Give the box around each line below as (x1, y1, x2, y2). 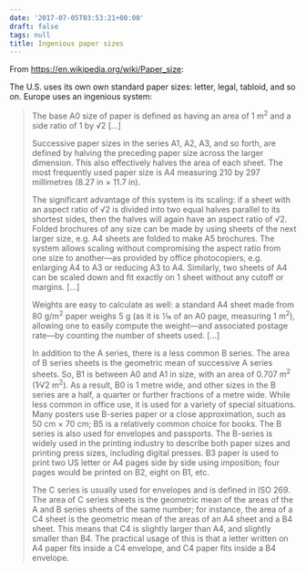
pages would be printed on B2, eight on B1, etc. (31, 466, 209, 477)
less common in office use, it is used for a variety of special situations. (31, 399, 296, 410)
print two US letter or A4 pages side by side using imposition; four (31, 457, 280, 468)
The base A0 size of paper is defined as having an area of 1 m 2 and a (31, 109, 291, 121)
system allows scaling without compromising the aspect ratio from (31, 243, 281, 254)
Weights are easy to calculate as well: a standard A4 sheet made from (31, 298, 294, 310)
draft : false (9, 22, 59, 31)
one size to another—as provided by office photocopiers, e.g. (31, 252, 262, 263)
